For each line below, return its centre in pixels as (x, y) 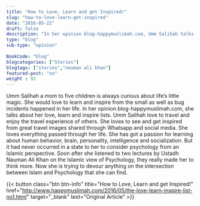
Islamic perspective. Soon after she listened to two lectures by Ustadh (93, 153)
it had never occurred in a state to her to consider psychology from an (93, 147)
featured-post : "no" (32, 73)
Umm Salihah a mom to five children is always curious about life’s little (93, 96)
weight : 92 (21, 79)
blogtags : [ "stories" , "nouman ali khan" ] (59, 68)
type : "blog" (22, 40)
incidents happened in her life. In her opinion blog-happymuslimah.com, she (100, 109)
